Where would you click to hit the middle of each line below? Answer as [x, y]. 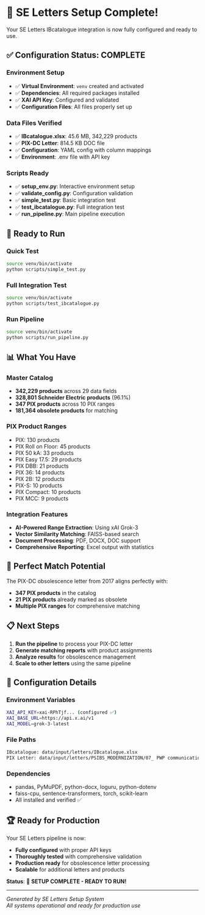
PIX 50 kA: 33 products [45, 453]
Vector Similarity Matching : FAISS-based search [77, 534]
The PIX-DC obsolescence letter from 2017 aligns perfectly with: [87, 581]
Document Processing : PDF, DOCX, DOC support [78, 540]
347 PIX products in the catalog [56, 592]
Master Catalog [30, 378]
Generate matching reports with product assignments [84, 650]
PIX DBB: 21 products [42, 466]
